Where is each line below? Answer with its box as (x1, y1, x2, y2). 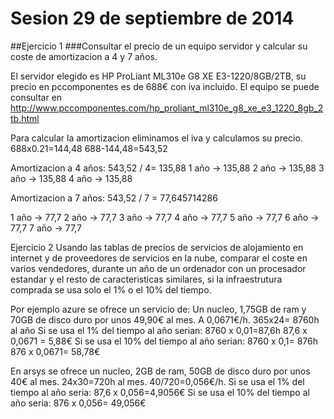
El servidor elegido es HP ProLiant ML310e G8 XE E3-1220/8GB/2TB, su (10, 70, 307, 82)
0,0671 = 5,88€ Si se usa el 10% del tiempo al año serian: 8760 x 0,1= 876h (10, 335, 319, 347)
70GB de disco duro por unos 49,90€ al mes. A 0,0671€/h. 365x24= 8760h (10, 313, 320, 326)
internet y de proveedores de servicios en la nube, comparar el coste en (10, 252, 308, 264)
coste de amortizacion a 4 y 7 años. (10, 50, 158, 62)
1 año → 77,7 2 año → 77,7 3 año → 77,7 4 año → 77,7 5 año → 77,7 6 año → (10, 211, 320, 223)
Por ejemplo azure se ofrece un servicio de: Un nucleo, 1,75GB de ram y (10, 303, 307, 315)
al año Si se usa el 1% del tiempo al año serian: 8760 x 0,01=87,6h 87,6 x (10, 324, 308, 336)
